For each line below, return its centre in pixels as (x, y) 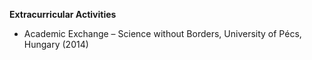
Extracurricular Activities (63, 14)
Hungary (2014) (56, 44)
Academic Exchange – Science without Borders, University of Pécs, (162, 33)
